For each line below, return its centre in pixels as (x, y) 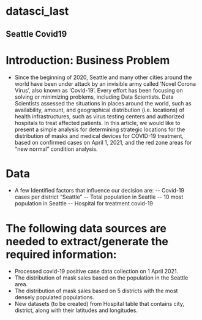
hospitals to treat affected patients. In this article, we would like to (97, 123)
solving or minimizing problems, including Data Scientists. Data (94, 97)
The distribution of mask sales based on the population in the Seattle (101, 278)
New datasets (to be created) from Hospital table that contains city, (99, 304)
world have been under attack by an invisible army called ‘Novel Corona (105, 83)
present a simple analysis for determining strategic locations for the (100, 129)
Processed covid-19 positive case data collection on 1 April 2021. (96, 272)
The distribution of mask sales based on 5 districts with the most (96, 291)
